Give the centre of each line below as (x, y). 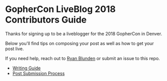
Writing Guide (26, 68)
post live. (14, 48)
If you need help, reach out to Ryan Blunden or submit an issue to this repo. (83, 58)
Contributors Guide (46, 20)
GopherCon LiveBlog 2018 (61, 9)
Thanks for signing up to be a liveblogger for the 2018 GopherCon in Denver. (84, 33)
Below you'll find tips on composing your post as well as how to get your (80, 43)
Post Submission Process (38, 73)
